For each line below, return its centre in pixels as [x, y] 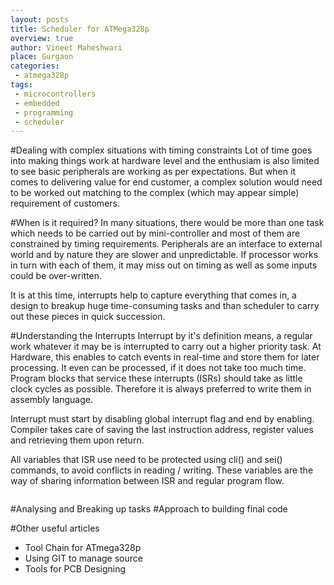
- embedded [37, 103]
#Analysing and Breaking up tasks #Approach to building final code [149, 509]
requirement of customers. [65, 203]
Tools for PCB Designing [75, 569]
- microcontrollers [55, 94]
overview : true [42, 38]
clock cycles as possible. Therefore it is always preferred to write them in [161, 389]
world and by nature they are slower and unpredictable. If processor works [164, 255]
